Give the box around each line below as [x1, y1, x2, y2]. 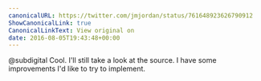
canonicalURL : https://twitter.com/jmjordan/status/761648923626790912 [8, 11, 253, 20]
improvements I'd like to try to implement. [8, 64, 146, 74]
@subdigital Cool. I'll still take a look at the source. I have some [8, 56, 217, 65]
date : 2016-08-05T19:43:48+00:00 [8, 33, 120, 42]
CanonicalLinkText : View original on [8, 26, 135, 34]
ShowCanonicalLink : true [8, 19, 92, 27]
